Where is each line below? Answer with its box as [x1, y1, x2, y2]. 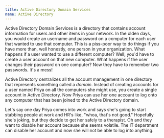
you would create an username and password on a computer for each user [5, 35, 156, 42]
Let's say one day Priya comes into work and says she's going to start [5, 106, 146, 113]
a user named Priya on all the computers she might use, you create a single [5, 87, 157, 92]
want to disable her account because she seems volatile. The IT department [5, 122, 159, 128]
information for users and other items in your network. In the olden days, [5, 30, 151, 36]
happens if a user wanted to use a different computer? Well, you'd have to [5, 51, 154, 57]
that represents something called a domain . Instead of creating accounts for [5, 81, 159, 87]
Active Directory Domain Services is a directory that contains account [5, 25, 146, 31]
